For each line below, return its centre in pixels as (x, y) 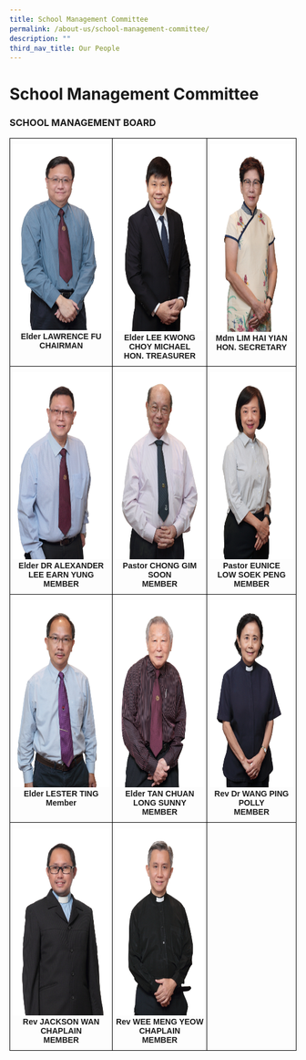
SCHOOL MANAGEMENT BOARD (83, 123)
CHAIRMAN (61, 345)
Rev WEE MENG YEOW (159, 1021)
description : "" (40, 38)
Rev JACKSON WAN (61, 1021)
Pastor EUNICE (251, 565)
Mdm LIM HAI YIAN (252, 338)
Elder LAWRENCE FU (61, 336)
